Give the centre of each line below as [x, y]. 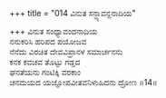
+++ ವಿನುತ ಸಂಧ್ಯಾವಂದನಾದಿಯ [54, 31]
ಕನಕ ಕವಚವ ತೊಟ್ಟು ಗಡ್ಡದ [45, 62]
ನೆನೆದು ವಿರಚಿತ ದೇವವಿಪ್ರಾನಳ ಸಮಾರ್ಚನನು [66, 52]
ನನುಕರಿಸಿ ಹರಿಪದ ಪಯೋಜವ [48, 41]
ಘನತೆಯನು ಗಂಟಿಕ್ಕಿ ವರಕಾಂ [45, 72]
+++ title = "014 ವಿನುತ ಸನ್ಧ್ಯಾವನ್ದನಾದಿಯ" [73, 13]
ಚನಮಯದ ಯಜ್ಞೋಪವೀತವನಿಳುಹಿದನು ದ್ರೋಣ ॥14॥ [83, 82]
